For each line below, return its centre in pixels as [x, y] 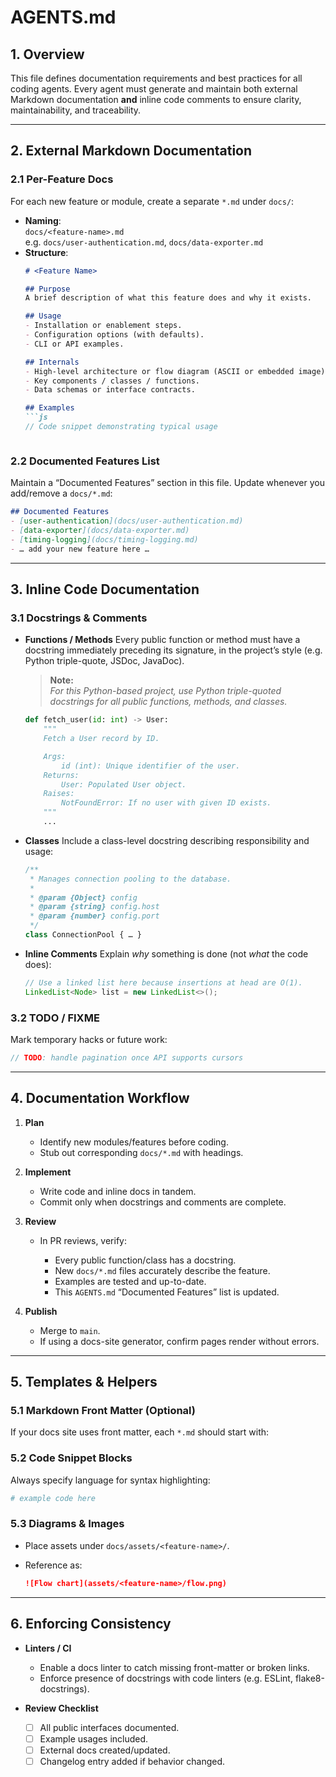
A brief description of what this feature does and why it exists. [168, 298]
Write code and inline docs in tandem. [118, 1191]
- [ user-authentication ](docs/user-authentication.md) [127, 521]
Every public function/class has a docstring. [145, 1260]
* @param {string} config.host [94, 907]
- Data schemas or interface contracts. [110, 390]
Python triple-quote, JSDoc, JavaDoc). [104, 661]
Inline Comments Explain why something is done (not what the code [166, 953]
